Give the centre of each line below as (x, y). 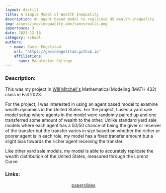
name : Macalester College (45, 61)
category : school (23, 38)
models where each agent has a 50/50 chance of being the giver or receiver (83, 125)
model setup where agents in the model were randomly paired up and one (81, 115)
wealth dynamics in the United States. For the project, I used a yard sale (79, 109)
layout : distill (22, 10)
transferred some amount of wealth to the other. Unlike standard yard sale (81, 120)
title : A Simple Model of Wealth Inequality (52, 14)
